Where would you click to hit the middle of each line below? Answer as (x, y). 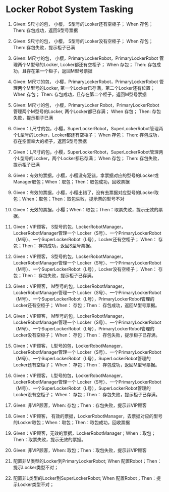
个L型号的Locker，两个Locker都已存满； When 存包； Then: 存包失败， (87, 158)
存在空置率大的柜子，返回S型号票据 (50, 141)
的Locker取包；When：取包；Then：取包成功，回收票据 (71, 422)
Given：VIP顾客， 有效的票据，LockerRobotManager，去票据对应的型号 (88, 416)
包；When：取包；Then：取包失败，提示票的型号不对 (69, 199)
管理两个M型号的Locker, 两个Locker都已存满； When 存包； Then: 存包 (87, 111)
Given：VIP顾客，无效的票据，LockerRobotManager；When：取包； (84, 433)
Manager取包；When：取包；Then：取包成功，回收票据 (71, 181)
